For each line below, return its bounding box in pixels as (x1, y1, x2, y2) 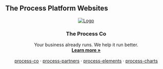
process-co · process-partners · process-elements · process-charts (14, 58, 158, 64)
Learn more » (71, 47, 101, 53)
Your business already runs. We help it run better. (34, 42, 138, 48)
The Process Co (66, 30, 107, 37)
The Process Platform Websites (5, 4, 109, 13)
